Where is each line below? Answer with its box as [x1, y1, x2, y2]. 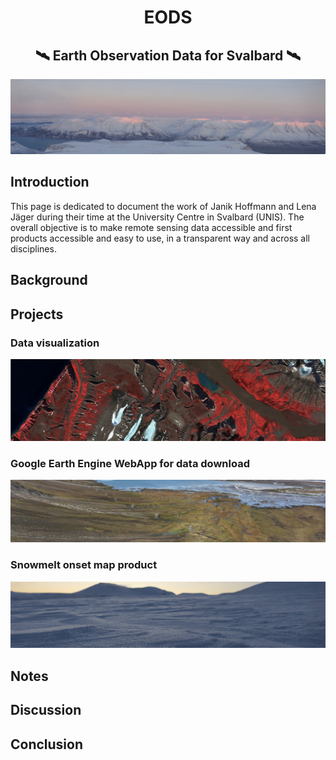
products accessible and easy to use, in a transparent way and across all [10, 232, 310, 244]
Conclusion [10, 736, 84, 753]
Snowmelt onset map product [10, 558, 158, 572]
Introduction [10, 174, 90, 191]
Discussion [10, 702, 82, 719]
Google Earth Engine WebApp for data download [10, 456, 250, 470]
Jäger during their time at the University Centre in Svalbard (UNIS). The [10, 211, 305, 223]
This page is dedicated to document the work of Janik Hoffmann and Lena [10, 200, 317, 212]
